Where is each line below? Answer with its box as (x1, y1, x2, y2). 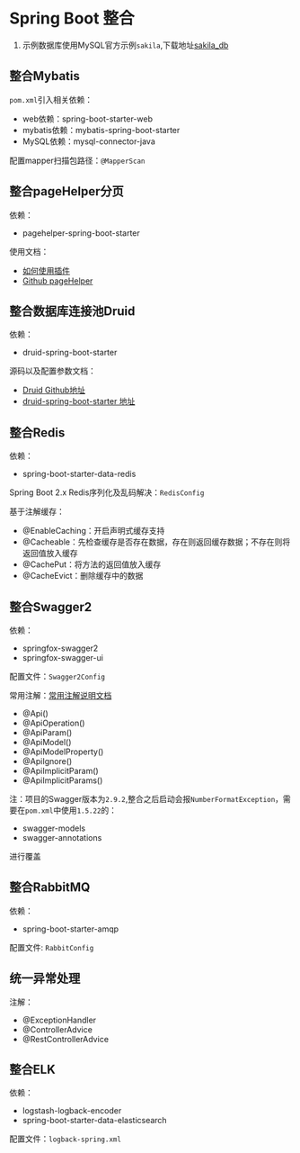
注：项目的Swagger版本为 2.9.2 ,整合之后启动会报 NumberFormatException (9, 794, 276, 804)
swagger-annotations (22, 833, 102, 842)
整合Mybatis (9, 68, 81, 84)
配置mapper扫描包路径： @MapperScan (9, 155, 146, 166)
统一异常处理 (9, 971, 81, 986)
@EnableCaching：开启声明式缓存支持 (22, 526, 165, 536)
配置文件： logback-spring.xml (9, 1133, 121, 1144)
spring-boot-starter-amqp (22, 923, 119, 934)
